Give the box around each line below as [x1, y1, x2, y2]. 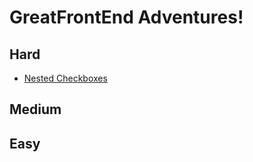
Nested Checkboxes [23, 72, 108, 84]
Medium [9, 101, 62, 118]
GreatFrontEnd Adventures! [9, 6, 244, 29]
